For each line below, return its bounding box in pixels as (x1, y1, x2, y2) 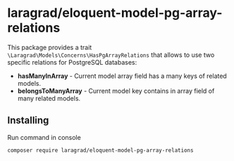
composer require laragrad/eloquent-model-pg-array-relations (7, 146, 194, 154)
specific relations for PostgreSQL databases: (7, 58, 137, 66)
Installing (7, 115, 49, 127)
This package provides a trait (7, 43, 92, 51)
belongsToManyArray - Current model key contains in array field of (17, 86, 215, 95)
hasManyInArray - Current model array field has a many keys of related (17, 72, 227, 80)
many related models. (17, 94, 81, 103)
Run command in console (7, 133, 81, 141)
